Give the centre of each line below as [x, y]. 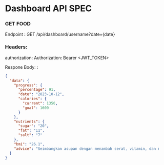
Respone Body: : [21, 67]
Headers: [16, 47]
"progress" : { [28, 85]
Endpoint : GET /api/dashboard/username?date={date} [60, 34]
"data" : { [19, 81]
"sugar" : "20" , [33, 126]
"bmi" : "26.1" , [29, 144]
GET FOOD [18, 24]
